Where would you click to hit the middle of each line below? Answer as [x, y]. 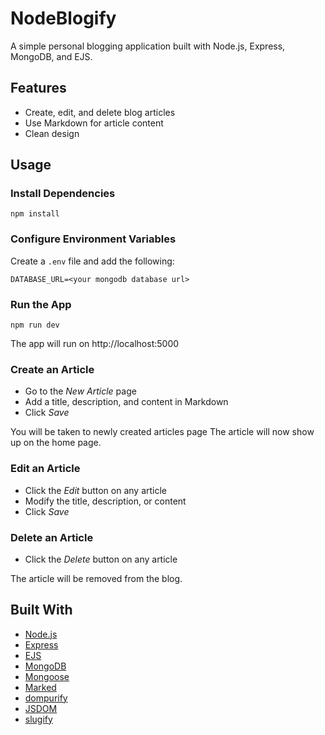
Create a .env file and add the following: [92, 261]
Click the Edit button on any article [96, 490]
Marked [40, 687]
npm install [35, 214]
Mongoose [47, 676]
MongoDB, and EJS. [51, 56]
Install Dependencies [63, 194]
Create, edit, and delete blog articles [100, 112]
